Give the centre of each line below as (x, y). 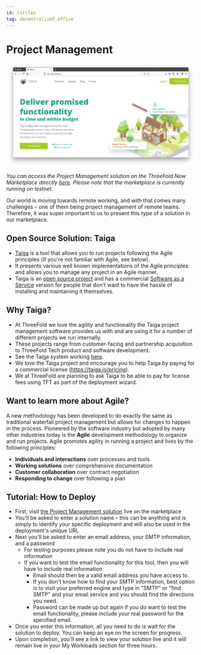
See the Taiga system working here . (59, 356)
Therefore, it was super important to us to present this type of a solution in (98, 213)
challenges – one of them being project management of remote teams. (93, 207)
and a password (35, 543)
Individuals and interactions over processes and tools (82, 459)
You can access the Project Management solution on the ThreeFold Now (96, 176)
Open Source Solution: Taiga (61, 238)
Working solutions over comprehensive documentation (84, 465)
